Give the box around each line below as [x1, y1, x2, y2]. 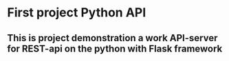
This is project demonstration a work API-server [7, 32, 218, 44]
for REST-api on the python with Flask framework [7, 42, 223, 54]
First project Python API [7, 5, 146, 21]
